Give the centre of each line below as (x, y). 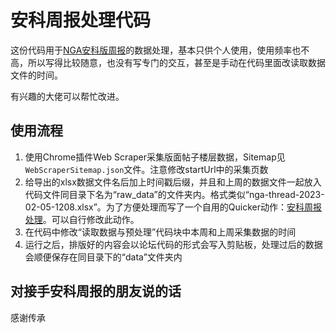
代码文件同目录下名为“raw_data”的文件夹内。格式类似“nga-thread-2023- (174, 194)
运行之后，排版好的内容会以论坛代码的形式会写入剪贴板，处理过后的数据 (173, 244)
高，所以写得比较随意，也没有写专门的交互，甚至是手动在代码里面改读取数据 (168, 62)
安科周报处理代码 (81, 20)
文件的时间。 (36, 75)
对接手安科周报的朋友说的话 (96, 291)
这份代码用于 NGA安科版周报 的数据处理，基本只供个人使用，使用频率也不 (160, 50)
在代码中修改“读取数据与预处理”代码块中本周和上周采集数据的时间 (160, 232)
